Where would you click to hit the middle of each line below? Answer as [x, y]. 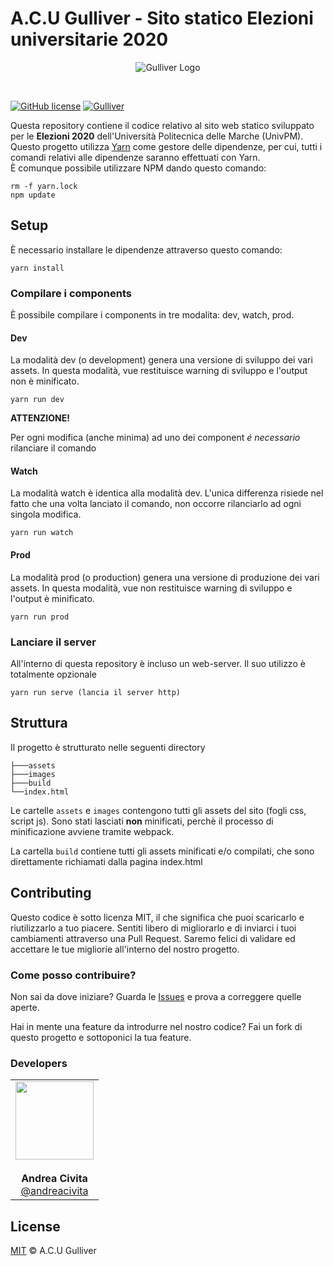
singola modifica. [46, 514]
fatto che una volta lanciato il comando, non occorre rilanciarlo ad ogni [156, 504]
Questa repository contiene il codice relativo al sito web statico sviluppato [162, 125]
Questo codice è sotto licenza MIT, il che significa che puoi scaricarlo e [157, 917]
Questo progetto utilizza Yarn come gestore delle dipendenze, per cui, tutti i [166, 146]
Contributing [51, 893]
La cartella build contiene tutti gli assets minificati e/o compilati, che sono [162, 851]
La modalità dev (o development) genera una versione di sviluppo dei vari [161, 360]
